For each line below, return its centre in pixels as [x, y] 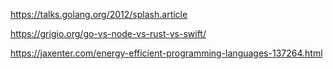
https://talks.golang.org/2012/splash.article [99, 14]
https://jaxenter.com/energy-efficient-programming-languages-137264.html [166, 53]
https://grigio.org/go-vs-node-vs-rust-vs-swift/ [108, 33]
